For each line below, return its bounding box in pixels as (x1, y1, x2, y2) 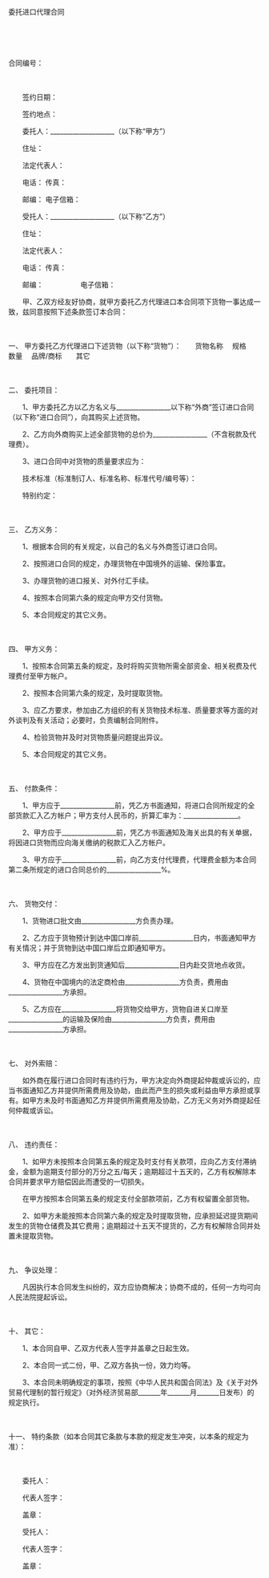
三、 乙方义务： (8, 525, 60, 534)
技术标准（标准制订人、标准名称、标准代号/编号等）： (22, 474, 198, 483)
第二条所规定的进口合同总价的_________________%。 (8, 865, 175, 874)
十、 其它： (8, 1327, 46, 1336)
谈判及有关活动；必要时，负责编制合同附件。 (14, 715, 163, 725)
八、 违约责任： (8, 1140, 60, 1149)
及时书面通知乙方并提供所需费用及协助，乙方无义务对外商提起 (50, 1096, 254, 1105)
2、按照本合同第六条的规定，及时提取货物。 (22, 689, 167, 697)
